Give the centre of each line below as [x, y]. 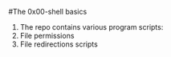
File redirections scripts [59, 44]
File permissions [47, 36]
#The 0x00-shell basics [48, 12]
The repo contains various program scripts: [92, 27]
